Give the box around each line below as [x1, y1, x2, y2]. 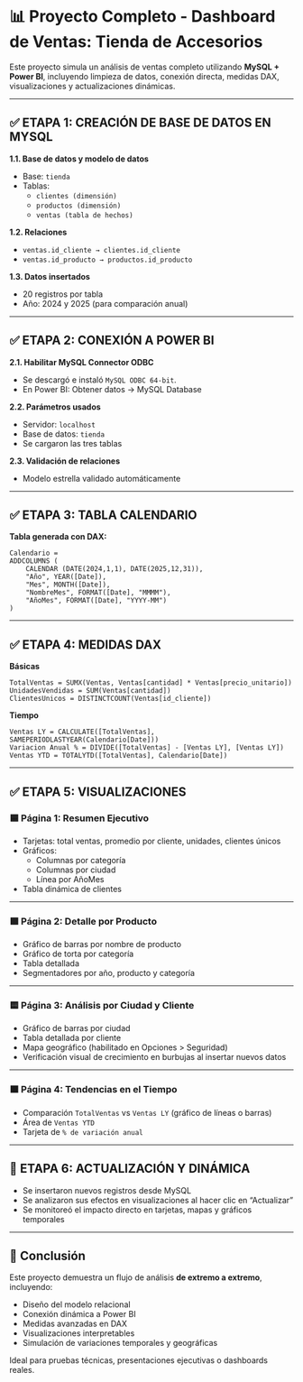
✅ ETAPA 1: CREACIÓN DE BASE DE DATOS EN [9, 115, 271, 131]
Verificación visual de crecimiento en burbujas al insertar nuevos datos [22, 1052, 287, 1063]
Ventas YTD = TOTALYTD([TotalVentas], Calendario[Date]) [9, 751, 228, 760]
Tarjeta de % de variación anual [22, 1126, 144, 1137]
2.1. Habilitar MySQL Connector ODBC [9, 356, 154, 367]
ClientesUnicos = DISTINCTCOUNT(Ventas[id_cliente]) [9, 695, 212, 704]
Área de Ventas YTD [22, 1117, 95, 1128]
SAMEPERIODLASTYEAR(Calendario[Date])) [9, 735, 160, 744]
